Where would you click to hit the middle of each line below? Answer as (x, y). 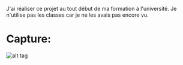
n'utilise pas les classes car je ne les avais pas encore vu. (77, 15)
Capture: (29, 39)
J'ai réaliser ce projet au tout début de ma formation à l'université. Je (91, 9)
